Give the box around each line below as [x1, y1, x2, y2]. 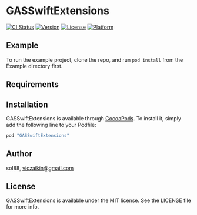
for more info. [6, 203, 39, 210]
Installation [6, 99, 48, 109]
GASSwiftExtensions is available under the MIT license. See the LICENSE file [6, 197, 191, 204]
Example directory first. [6, 62, 63, 69]
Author [6, 149, 32, 159]
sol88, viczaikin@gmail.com [6, 164, 74, 172]
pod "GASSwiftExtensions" [6, 132, 69, 139]
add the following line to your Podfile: [6, 121, 97, 128]
